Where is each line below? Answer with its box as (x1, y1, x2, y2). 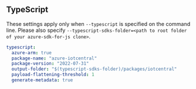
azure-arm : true (11, 50, 52, 55)
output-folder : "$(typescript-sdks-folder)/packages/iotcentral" (11, 66, 178, 72)
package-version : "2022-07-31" (11, 61, 89, 67)
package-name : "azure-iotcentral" (11, 55, 97, 61)
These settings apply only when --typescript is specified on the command (6, 20, 191, 27)
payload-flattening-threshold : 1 (11, 72, 95, 78)
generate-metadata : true (11, 77, 73, 83)
